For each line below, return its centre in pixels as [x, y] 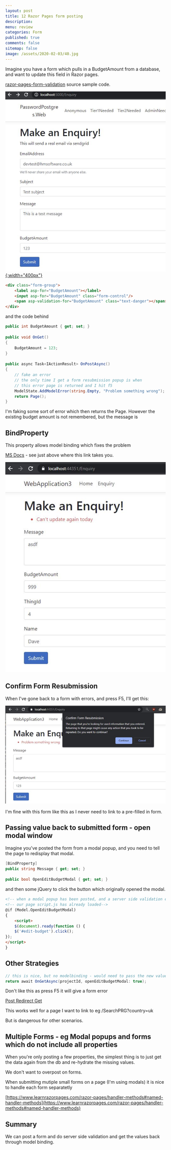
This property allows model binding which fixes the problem [68, 445]
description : [19, 21]
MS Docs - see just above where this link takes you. [60, 455]
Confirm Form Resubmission [52, 686]
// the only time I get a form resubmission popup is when [78, 380]
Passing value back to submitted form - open [78, 828]
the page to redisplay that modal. [40, 853]
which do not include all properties [62, 1045]
